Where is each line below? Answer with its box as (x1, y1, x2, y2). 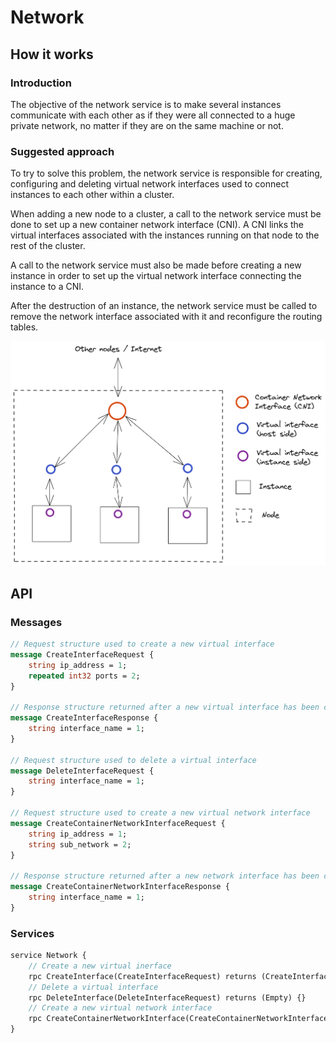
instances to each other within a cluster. (10, 189, 175, 201)
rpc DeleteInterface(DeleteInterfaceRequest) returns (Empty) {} (28, 992, 307, 1003)
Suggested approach (10, 144, 115, 158)
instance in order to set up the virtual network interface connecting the (10, 270, 302, 282)
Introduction (10, 76, 72, 90)
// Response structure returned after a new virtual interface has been (10, 702, 320, 713)
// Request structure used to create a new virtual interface (10, 639, 275, 649)
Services (10, 926, 55, 940)
